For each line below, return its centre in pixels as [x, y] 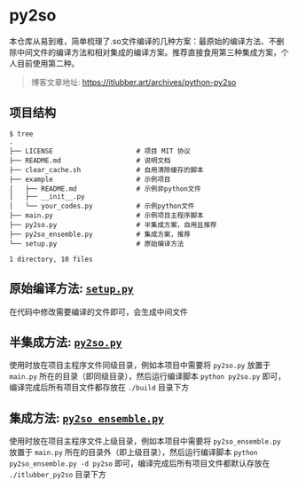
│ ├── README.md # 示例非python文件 [105, 189]
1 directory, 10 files [51, 259]
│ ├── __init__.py [47, 196]
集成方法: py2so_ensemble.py [86, 418]
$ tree [21, 134]
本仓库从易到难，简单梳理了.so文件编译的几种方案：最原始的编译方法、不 [143, 41]
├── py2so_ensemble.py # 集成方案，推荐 [100, 234]
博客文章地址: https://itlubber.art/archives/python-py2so [133, 82]
